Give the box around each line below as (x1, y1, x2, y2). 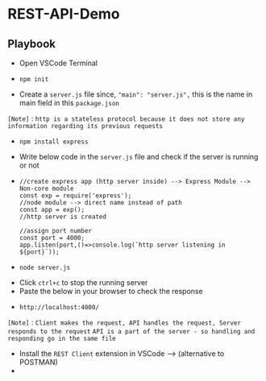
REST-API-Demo (7, 5, 120, 23)
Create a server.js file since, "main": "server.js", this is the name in (19, 89, 253, 99)
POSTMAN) (19, 358, 58, 367)
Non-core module (19, 184, 74, 193)
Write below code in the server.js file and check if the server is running (19, 152, 259, 161)
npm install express (19, 138, 89, 146)
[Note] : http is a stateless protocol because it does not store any (7, 114, 245, 123)
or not (19, 160, 39, 170)
